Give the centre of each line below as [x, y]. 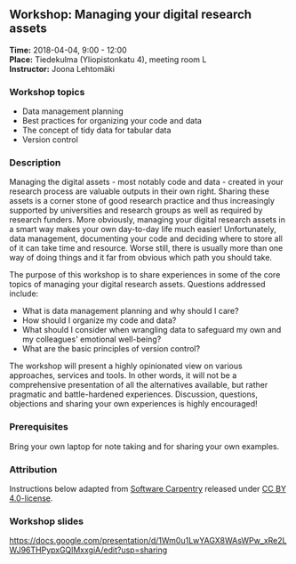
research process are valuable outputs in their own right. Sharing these [139, 191]
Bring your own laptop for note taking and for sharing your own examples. [144, 446]
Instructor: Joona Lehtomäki [62, 68]
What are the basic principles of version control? [111, 349]
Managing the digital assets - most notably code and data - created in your [147, 182]
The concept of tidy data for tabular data [96, 130]
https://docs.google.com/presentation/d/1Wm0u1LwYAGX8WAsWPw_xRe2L [148, 541]
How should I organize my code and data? [99, 320]
